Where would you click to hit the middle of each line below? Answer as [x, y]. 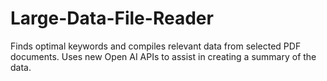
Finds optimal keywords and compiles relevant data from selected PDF [156, 46]
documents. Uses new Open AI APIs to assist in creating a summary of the [163, 56]
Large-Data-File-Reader [112, 18]
